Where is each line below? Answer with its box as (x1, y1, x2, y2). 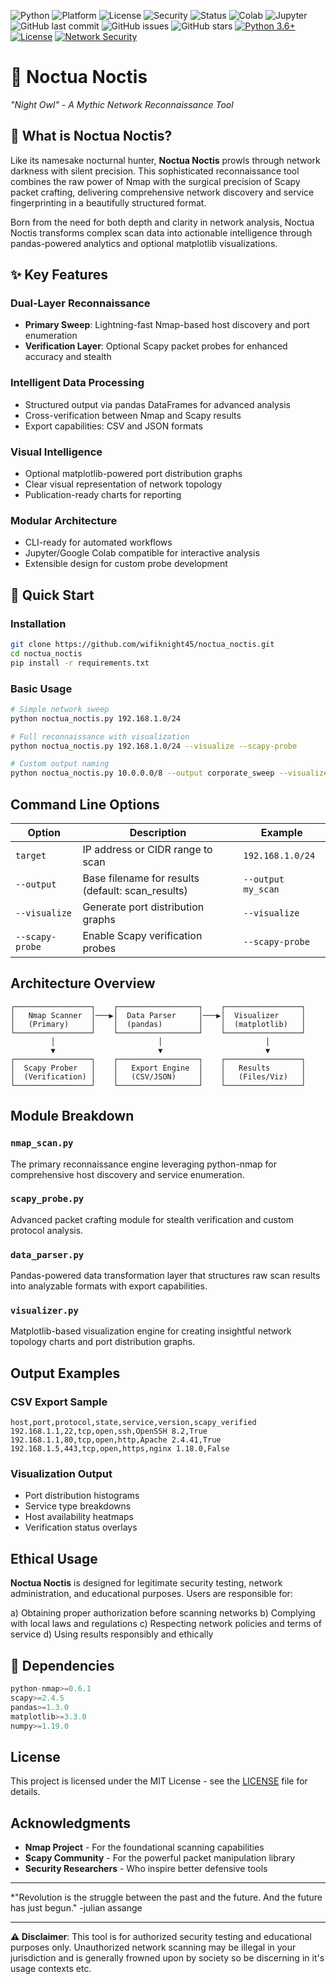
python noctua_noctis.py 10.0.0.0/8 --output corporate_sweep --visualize (10, 768, 329, 779)
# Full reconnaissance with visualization (10, 731, 190, 742)
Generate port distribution (82, 900, 205, 914)
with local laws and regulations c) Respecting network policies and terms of (10, 1618, 322, 1630)
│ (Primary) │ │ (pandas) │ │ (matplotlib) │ (10, 1019, 307, 1029)
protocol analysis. (10, 1224, 84, 1236)
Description (129, 826, 187, 839)
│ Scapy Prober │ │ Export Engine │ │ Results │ (10, 1063, 307, 1073)
